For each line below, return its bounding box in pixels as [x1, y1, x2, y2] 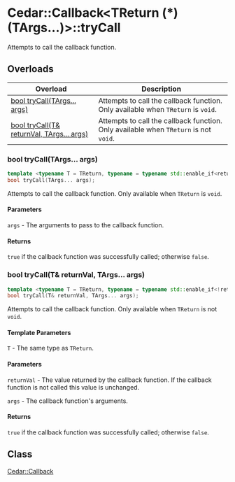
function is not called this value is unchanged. [7, 383, 140, 391]
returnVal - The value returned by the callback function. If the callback [7, 376, 212, 384]
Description [141, 84, 182, 94]
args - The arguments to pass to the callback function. [7, 221, 164, 229]
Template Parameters [7, 328, 71, 336]
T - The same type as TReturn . [7, 344, 94, 353]
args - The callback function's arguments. [7, 397, 128, 405]
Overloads [7, 63, 54, 75]
